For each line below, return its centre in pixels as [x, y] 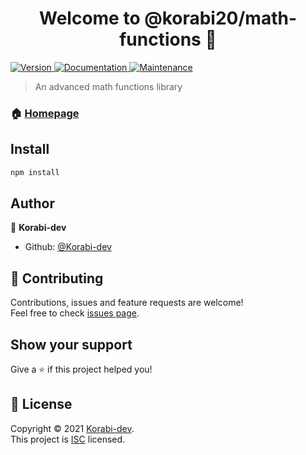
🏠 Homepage [45, 113]
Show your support [71, 344]
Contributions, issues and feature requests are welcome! [127, 303]
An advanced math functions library [108, 86]
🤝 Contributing [57, 278]
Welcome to [89, 18]
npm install [35, 172]
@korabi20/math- [220, 18]
